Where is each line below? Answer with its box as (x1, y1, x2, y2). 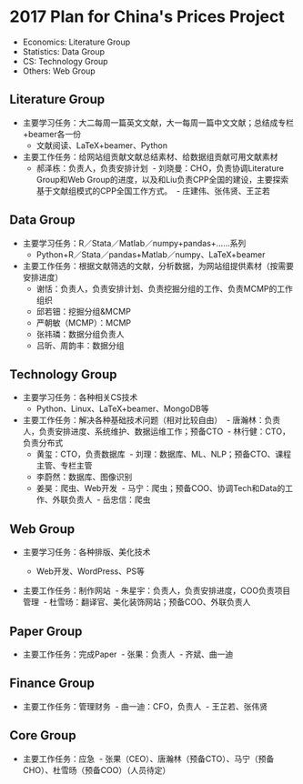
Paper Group (9, 623, 83, 638)
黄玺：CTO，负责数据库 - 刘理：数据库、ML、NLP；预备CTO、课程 (35, 448, 291, 460)
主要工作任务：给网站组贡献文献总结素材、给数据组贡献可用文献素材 (22, 151, 278, 162)
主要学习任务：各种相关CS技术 (22, 392, 138, 403)
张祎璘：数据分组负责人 (35, 328, 125, 339)
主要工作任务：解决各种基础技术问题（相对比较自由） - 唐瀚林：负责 (22, 415, 281, 426)
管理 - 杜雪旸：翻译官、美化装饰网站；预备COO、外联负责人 (22, 597, 251, 608)
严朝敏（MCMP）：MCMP (35, 317, 132, 328)
